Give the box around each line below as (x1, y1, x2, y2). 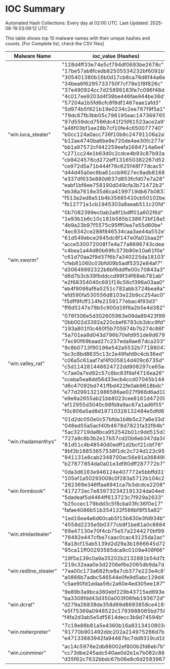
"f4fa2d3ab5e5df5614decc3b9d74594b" (62, 614, 164, 621)
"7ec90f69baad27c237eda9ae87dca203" (62, 338, 166, 345)
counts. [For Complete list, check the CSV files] (5, 40, 104, 46)
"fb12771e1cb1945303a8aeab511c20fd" (62, 200, 166, 208)
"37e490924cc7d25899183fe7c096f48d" (62, 86, 167, 93)
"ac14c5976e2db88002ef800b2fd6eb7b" (62, 643, 166, 650)
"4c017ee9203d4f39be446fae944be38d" (62, 92, 166, 99)
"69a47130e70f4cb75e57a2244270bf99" (62, 527, 167, 534)
